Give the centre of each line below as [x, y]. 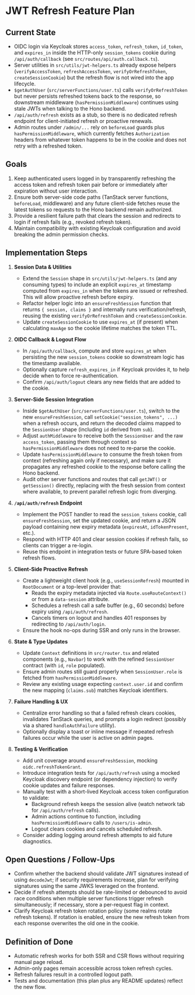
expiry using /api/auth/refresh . [70, 611]
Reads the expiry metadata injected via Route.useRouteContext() [109, 593]
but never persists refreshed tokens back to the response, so [87, 96]
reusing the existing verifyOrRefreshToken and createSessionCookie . [105, 315]
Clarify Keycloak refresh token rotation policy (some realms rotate [93, 911]
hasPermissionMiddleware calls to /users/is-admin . [92, 822]
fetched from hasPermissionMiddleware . [70, 678]
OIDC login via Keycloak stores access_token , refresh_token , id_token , [98, 46]
